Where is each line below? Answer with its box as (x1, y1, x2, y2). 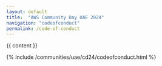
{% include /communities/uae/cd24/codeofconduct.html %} (6, 53, 157, 61)
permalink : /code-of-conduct (6, 25, 80, 32)
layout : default (6, 8, 47, 15)
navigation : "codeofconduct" (6, 20, 80, 26)
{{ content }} (6, 42, 38, 49)
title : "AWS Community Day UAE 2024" (6, 14, 104, 20)
